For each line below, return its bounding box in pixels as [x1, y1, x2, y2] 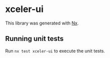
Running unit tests [5, 34, 64, 43]
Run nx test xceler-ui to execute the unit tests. [5, 47, 105, 53]
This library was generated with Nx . [5, 20, 79, 26]
